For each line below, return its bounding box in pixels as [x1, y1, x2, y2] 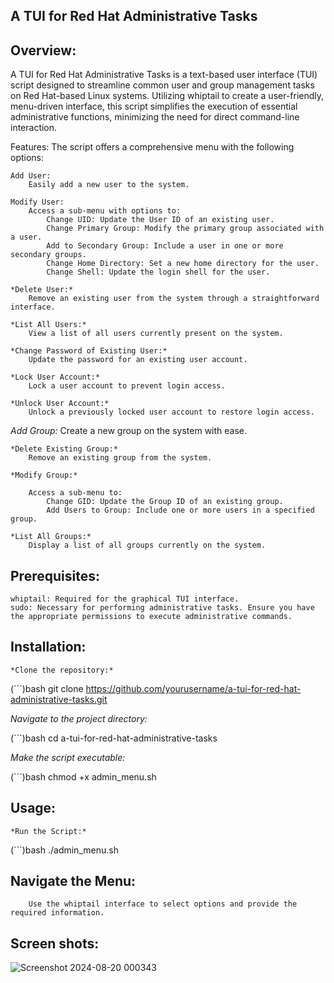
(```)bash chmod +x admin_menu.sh [10, 770, 157, 783]
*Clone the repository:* [10, 665, 114, 675]
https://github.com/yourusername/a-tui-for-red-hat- [85, 682, 302, 694]
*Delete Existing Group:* [10, 444, 118, 454]
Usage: [10, 800, 57, 817]
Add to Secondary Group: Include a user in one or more [46, 241, 284, 251]
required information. [10, 908, 105, 918]
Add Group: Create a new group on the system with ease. [10, 425, 248, 437]
